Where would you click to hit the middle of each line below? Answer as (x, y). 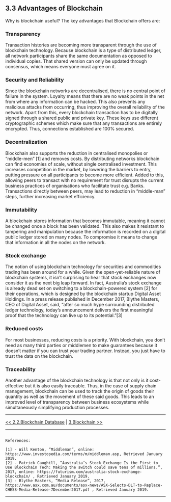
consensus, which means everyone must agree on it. (61, 67)
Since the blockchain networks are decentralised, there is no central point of (85, 91)
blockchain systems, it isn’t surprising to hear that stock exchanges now (81, 278)
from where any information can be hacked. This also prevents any (75, 102)
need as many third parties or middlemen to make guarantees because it (81, 345)
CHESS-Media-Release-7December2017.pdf (48, 490)
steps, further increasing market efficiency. (50, 196)
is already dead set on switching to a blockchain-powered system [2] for (81, 288)
